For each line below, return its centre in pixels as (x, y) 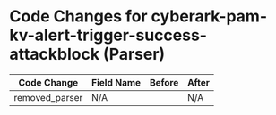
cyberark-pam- (209, 16)
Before (164, 82)
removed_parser (48, 97)
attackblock (55, 54)
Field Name (116, 82)
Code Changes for (78, 16)
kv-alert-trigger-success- (108, 35)
